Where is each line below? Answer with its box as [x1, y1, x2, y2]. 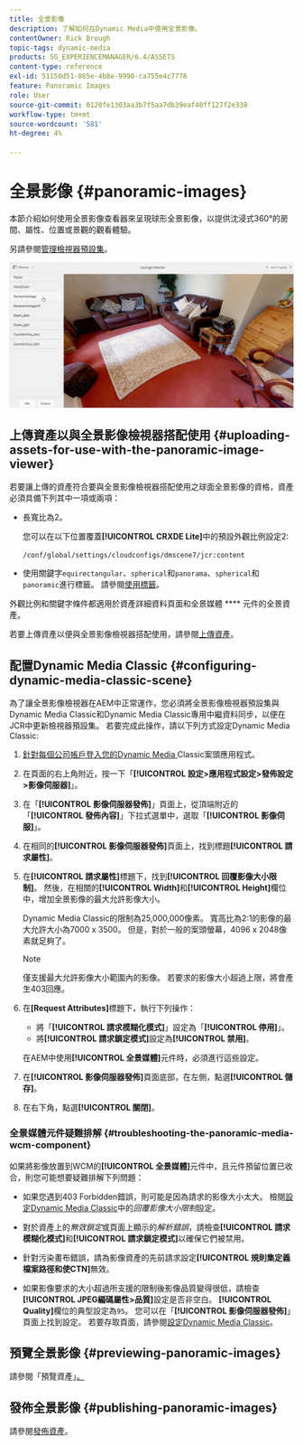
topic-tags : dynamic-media [9, 43, 111, 52]
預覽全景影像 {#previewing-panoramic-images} [9, 1345, 281, 1360]
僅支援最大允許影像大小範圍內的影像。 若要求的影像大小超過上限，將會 [22, 972, 286, 983]
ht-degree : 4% [9, 129, 63, 138]
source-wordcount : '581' [9, 119, 103, 128]
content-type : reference [9, 62, 103, 71]
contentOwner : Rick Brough [9, 33, 111, 42]
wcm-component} [9, 1139, 92, 1151]
